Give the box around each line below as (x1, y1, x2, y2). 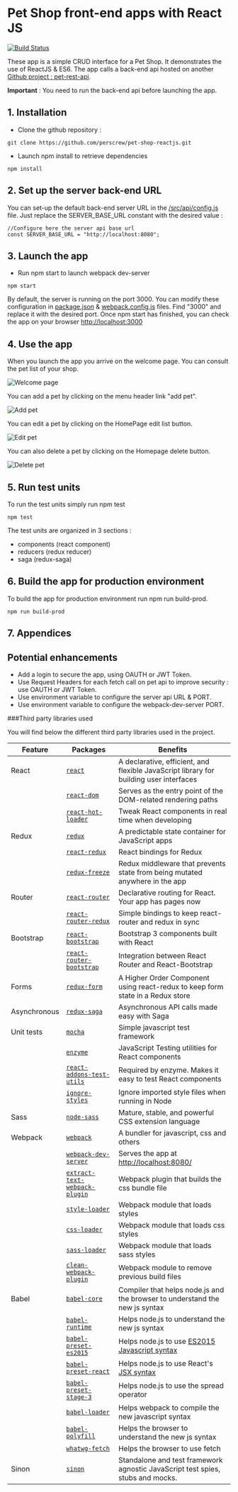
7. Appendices (7, 628, 72, 640)
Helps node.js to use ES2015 (118, 1337, 216, 1347)
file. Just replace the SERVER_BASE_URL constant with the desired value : (7, 211, 223, 219)
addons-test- (66, 1071, 110, 1079)
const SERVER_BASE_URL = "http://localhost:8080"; (7, 230, 160, 238)
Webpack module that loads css (118, 1220, 225, 1230)
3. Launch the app (7, 250, 89, 262)
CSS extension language (118, 1117, 200, 1127)
